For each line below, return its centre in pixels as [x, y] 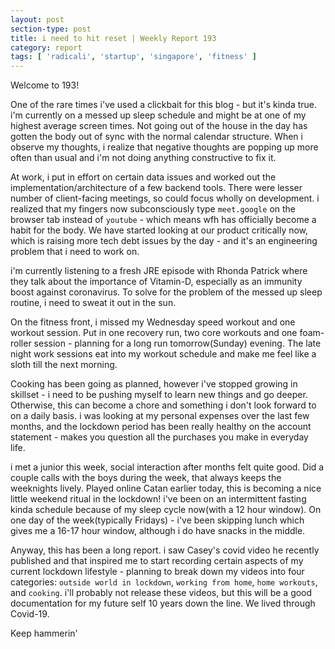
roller [21, 343]
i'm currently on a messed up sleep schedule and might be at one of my [158, 115]
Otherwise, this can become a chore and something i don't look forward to [163, 405]
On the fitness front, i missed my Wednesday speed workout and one [153, 322]
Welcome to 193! [45, 85]
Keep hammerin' [44, 633]
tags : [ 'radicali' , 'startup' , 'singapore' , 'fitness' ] [133, 57]
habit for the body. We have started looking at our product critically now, [159, 230]
